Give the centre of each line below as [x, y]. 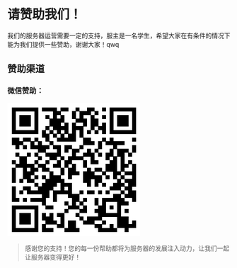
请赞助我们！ [45, 15]
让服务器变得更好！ [53, 257]
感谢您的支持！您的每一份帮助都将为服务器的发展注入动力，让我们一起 [127, 248]
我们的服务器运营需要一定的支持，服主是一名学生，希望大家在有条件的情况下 [119, 35]
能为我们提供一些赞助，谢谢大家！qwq [63, 44]
